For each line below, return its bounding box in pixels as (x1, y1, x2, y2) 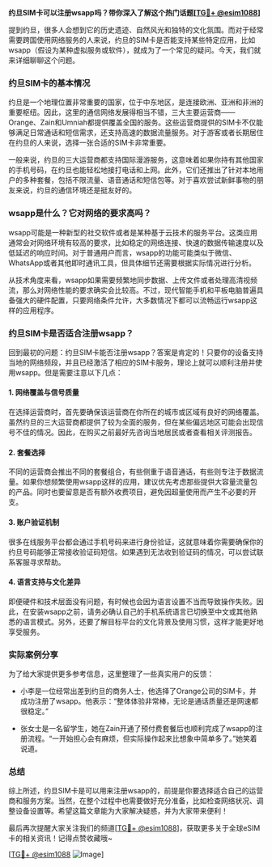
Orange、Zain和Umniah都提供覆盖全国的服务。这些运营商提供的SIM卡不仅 (8, 117, 257, 128)
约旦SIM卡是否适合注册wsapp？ (8, 328, 134, 339)
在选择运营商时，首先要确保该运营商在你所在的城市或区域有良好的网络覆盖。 (8, 408, 264, 417)
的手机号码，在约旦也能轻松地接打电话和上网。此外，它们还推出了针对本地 (8, 165, 257, 175)
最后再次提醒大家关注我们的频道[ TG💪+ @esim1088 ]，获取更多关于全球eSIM (8, 823, 261, 833)
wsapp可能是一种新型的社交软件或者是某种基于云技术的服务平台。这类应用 (8, 227, 257, 237)
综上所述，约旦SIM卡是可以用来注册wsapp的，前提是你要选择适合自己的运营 (8, 786, 264, 796)
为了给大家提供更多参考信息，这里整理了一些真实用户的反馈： (8, 669, 215, 679)
